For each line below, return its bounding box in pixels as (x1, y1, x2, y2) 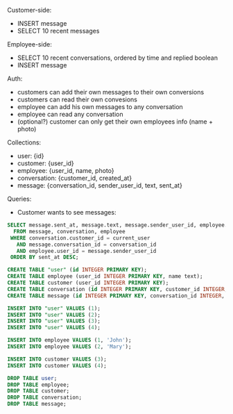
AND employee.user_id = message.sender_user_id (16, 247, 157, 254)
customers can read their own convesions (17, 95, 137, 104)
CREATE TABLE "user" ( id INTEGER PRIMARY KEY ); (7, 267, 148, 274)
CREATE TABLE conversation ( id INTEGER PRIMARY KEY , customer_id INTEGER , (7, 285, 228, 292)
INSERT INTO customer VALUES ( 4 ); (7, 362, 107, 369)
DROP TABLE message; (7, 401, 67, 408)
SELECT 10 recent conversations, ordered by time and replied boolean (17, 53, 218, 62)
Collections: (7, 138, 42, 147)
